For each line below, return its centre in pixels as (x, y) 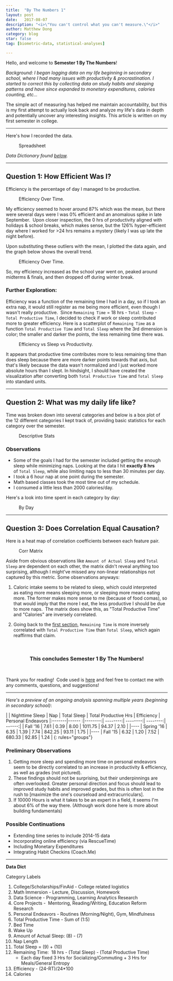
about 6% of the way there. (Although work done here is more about (85, 806)
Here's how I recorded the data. (40, 135)
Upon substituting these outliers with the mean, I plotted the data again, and (86, 246)
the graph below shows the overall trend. (49, 251)
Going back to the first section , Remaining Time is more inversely (81, 624)
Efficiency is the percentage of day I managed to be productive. (73, 189)
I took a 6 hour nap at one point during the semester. (69, 477)
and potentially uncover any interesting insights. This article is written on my (86, 115)
